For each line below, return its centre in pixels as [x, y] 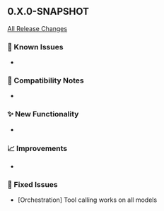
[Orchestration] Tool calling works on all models [87, 200]
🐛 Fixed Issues [33, 184]
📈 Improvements [37, 148]
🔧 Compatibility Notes [46, 80]
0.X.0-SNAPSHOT [48, 12]
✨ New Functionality [43, 114]
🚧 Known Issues [35, 47]
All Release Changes [37, 28]
